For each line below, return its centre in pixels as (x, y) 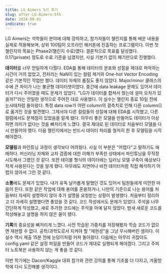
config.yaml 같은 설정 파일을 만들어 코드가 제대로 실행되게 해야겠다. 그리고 (78, 243)
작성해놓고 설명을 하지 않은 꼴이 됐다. (41, 214)
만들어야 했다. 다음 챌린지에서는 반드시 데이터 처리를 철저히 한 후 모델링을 (82, 130)
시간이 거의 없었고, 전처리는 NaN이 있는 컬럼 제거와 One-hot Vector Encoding (82, 74)
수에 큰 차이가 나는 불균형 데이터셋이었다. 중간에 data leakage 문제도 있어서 (79, 87)
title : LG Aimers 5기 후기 (32, 10)
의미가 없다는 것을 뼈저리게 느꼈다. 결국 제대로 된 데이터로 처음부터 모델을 (85, 124)
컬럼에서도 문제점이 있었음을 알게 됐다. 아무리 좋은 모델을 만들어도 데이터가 (78, 118)
